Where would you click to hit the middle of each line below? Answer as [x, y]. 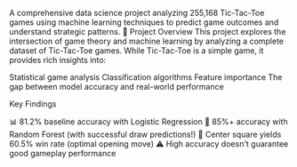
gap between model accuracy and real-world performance [116, 87]
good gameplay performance [63, 153]
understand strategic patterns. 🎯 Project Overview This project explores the [148, 32]
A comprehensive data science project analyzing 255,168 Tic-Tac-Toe [137, 13]
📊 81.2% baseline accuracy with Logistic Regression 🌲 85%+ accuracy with [148, 122]
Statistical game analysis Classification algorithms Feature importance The [146, 77]
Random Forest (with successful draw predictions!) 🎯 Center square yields [145, 134]
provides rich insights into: [58, 60]
